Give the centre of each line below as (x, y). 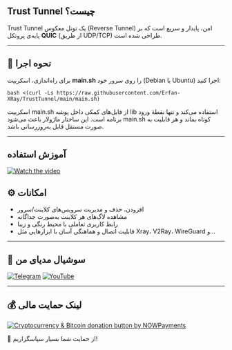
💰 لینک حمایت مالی (45, 305)
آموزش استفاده (37, 155)
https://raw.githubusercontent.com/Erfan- (118, 93)
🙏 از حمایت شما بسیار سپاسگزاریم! (52, 338)
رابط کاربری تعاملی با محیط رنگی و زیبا (68, 224)
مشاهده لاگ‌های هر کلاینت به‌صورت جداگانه (72, 217)
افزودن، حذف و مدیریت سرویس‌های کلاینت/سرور (80, 209)
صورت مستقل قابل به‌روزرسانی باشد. (56, 126)
